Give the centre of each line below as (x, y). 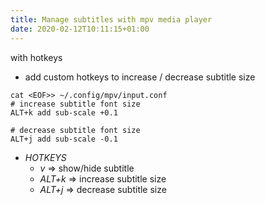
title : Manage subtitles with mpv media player (111, 19)
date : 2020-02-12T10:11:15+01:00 (80, 29)
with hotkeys (36, 57)
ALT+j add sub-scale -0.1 (64, 139)
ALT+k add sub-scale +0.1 (64, 112)
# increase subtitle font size (75, 104)
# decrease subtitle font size (75, 130)
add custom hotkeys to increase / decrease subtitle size (140, 77)
